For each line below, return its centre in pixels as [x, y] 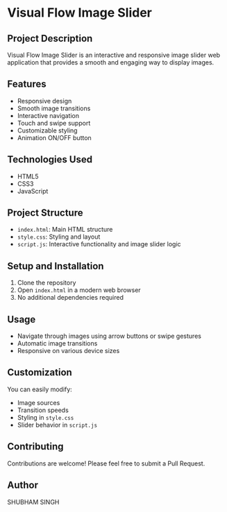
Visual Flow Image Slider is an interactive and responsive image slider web [114, 55]
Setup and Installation [56, 266]
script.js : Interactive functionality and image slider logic [99, 244]
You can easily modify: [40, 389]
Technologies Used [50, 160]
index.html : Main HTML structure [65, 230]
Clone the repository [47, 283]
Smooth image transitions [54, 108]
